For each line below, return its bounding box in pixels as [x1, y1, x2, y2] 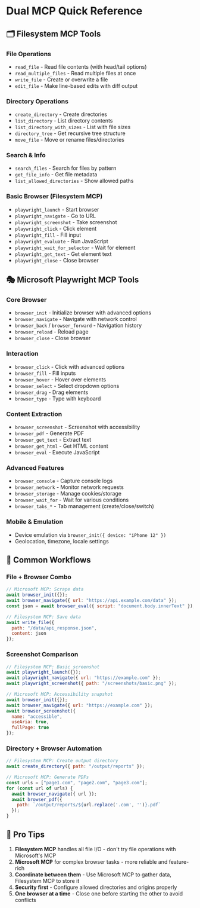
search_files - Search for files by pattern [14, 164, 117, 172]
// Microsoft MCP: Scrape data [6, 586, 84, 592]
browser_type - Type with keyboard [14, 395, 101, 402]
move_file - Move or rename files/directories [14, 136, 125, 143]
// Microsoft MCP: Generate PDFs [6, 774, 89, 781]
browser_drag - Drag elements [14, 389, 89, 396]
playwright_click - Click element [14, 225, 97, 232]
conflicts [14, 896, 37, 903]
